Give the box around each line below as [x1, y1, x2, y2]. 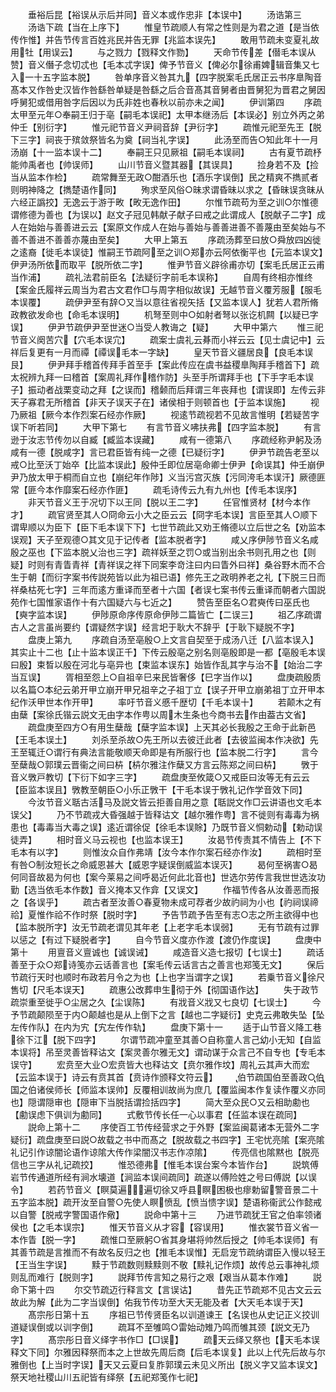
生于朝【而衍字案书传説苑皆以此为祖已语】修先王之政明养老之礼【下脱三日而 [10, 571, 326, 583]
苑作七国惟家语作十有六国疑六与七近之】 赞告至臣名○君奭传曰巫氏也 [10, 596, 310, 608]
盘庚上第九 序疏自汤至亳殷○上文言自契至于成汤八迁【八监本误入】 [27, 634, 319, 645]
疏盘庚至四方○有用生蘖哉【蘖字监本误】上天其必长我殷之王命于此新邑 [27, 721, 317, 733]
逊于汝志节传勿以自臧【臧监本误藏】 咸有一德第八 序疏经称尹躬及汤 [10, 434, 322, 445]
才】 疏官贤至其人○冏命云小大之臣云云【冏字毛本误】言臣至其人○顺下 [10, 509, 318, 520]
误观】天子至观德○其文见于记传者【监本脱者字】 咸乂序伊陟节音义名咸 [10, 534, 319, 545]
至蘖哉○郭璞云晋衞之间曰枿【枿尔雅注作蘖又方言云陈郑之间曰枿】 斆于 [10, 759, 319, 770]
